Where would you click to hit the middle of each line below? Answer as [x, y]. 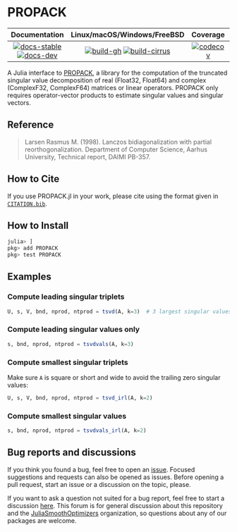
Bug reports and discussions [72, 453]
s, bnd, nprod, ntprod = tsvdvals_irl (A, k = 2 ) [77, 431]
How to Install [38, 225]
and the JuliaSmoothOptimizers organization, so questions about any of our [117, 513]
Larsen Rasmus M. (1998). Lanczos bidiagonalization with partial [118, 142]
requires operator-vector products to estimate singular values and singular [115, 95]
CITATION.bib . [27, 203]
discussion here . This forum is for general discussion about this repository [115, 505]
